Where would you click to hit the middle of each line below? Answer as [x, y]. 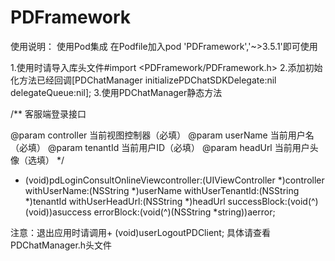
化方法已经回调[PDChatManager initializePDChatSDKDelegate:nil [143, 80]
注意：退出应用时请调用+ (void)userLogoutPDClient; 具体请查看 [141, 232]
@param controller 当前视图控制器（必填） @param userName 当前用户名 [162, 135]
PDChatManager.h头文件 [61, 245]
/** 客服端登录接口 [48, 113]
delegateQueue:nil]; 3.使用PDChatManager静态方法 [116, 92]
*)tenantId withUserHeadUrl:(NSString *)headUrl [125, 201]
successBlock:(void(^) [273, 201]
